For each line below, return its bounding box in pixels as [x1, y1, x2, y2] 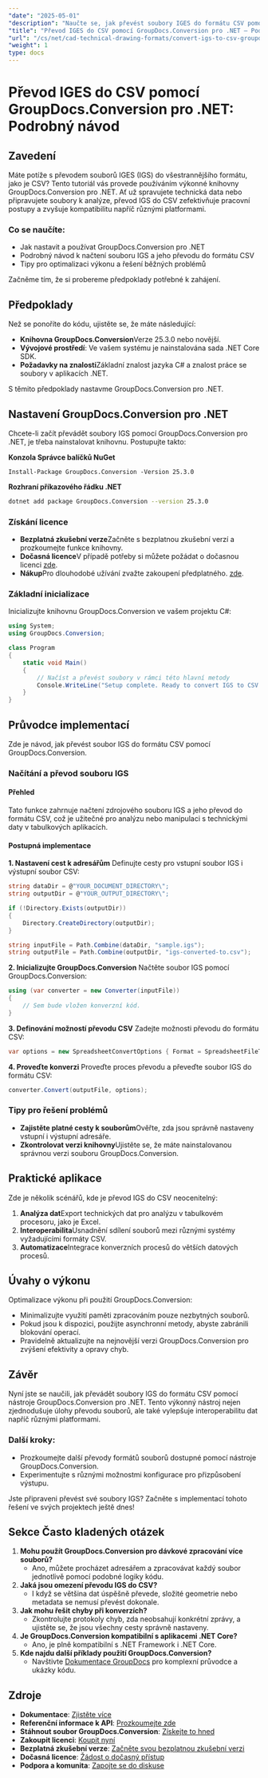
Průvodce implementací [8, 718, 130, 732]
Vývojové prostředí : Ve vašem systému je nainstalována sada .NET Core [19, 343, 260, 353]
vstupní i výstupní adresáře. [19, 1131, 112, 1141]
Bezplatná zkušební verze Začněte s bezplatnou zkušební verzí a [19, 535, 235, 544]
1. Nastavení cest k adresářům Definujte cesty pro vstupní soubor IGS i [8, 859, 243, 868]
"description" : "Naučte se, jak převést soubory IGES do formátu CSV [8, 19, 245, 27]
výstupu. [19, 1478, 49, 1488]
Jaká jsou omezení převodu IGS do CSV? [19, 1581, 158, 1590]
